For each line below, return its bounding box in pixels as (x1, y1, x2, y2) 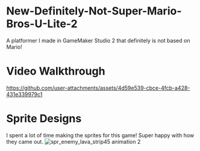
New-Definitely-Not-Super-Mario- (6, 4, 182, 18)
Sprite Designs (6, 112, 82, 126)
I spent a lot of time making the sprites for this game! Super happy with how (6, 131, 195, 139)
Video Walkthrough (6, 64, 105, 78)
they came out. (6, 138, 44, 145)
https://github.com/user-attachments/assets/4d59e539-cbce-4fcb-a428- (6, 84, 190, 91)
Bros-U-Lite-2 (6, 17, 78, 31)
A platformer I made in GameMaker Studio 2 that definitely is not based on (6, 37, 190, 44)
